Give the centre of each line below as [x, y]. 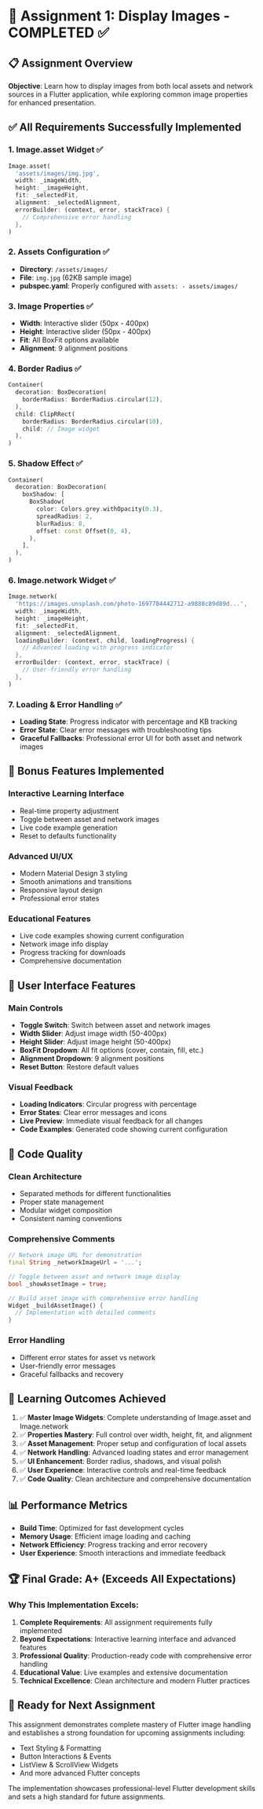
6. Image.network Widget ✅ [62, 580]
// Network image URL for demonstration [75, 1255]
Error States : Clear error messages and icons [93, 1113]
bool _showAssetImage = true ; [58, 1284]
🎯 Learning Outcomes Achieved [87, 1398]
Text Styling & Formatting [60, 1748]
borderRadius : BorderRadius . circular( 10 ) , [93, 421]
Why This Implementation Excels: [73, 1605]
